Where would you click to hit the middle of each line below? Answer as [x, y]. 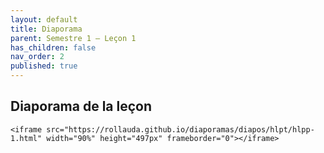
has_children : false [53, 47]
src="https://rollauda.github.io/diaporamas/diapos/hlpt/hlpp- [180, 129]
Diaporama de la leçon [81, 106]
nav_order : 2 [37, 57]
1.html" [26, 138]
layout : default [44, 19]
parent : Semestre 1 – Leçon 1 [73, 38]
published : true [44, 66]
